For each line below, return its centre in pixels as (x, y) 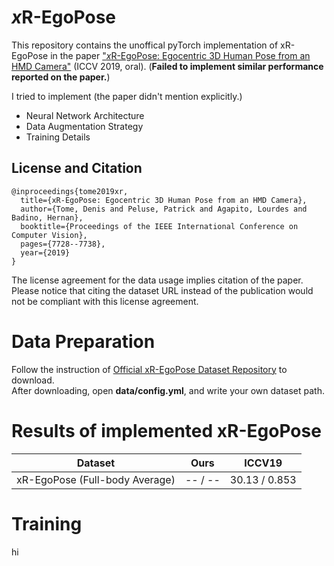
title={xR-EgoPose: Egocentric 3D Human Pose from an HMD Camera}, (164, 200)
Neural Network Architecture (85, 115)
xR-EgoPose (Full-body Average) (96, 479)
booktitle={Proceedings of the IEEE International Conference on (159, 226)
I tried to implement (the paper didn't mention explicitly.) (127, 96)
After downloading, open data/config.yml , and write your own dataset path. (168, 390)
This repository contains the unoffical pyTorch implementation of (145, 45)
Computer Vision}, (49, 235)
